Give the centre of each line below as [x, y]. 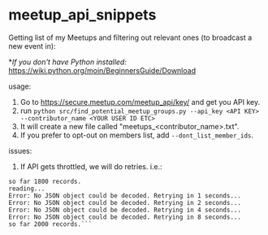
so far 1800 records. [45, 181]
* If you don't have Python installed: [68, 62]
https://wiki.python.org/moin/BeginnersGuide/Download [102, 70]
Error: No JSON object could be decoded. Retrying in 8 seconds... [125, 217]
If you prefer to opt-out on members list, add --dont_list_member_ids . [137, 135]
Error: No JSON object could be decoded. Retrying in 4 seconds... [125, 210]
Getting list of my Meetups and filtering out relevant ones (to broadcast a [130, 37]
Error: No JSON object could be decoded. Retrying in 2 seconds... [125, 202]
